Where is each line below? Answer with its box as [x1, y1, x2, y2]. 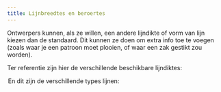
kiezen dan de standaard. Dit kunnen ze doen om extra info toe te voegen [7, 35, 214, 44]
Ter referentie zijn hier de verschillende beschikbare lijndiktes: [7, 63, 183, 72]
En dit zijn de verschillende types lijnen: [8, 76, 120, 85]
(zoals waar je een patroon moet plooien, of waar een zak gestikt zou [7, 43, 203, 51]
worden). [7, 50, 33, 59]
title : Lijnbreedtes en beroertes [7, 10, 106, 17]
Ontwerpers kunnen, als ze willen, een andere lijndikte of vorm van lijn [7, 29, 205, 37]
